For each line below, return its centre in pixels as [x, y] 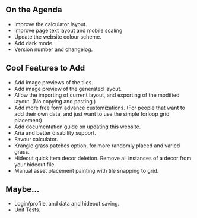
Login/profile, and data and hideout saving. [67, 204]
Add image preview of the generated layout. [68, 89]
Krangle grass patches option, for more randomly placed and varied [97, 146]
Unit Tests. [27, 210]
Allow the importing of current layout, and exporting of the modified [97, 95]
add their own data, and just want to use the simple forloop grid [92, 114]
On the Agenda [34, 10]
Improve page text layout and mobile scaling [68, 30]
